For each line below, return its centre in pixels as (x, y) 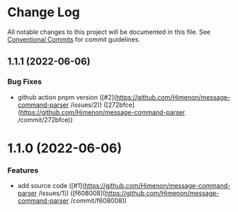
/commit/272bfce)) (45, 119)
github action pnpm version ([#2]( (67, 97)
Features (23, 170)
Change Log (44, 12)
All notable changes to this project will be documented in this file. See (109, 32)
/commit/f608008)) (99, 201)
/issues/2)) (86, 105)
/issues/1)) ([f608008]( (72, 193)
